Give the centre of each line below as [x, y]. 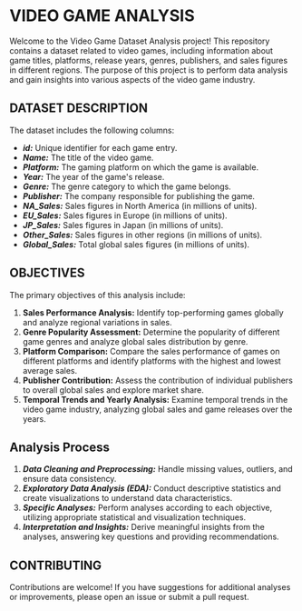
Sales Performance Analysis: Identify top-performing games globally [153, 312]
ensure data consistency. [69, 479]
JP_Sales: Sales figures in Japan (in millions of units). [123, 225]
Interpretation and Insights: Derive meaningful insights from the [143, 527]
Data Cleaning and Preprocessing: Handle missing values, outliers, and [157, 469]
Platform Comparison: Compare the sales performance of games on [151, 351]
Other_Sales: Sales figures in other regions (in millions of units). [142, 235]
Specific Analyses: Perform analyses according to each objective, [147, 508]
